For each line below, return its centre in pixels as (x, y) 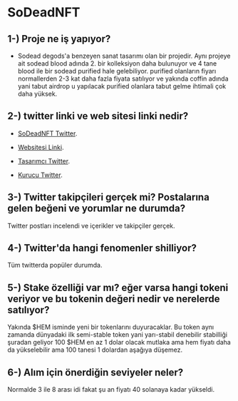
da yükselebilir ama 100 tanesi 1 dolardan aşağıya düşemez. (95, 350)
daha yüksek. (37, 94)
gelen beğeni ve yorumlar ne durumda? (97, 209)
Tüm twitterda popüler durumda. (55, 265)
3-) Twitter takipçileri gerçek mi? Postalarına (109, 197)
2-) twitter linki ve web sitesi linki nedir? (98, 116)
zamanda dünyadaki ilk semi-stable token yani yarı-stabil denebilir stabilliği (118, 335)
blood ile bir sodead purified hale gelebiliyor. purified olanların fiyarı (117, 71)
